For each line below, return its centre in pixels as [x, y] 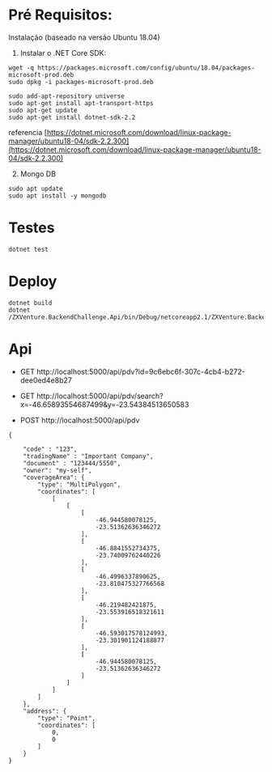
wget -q [21, 68]
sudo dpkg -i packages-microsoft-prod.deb [81, 82]
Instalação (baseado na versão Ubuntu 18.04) [84, 37]
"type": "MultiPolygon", [79, 484]
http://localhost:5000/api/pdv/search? [100, 396]
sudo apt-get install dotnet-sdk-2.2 [72, 117]
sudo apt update [36, 189]
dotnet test [28, 249]
